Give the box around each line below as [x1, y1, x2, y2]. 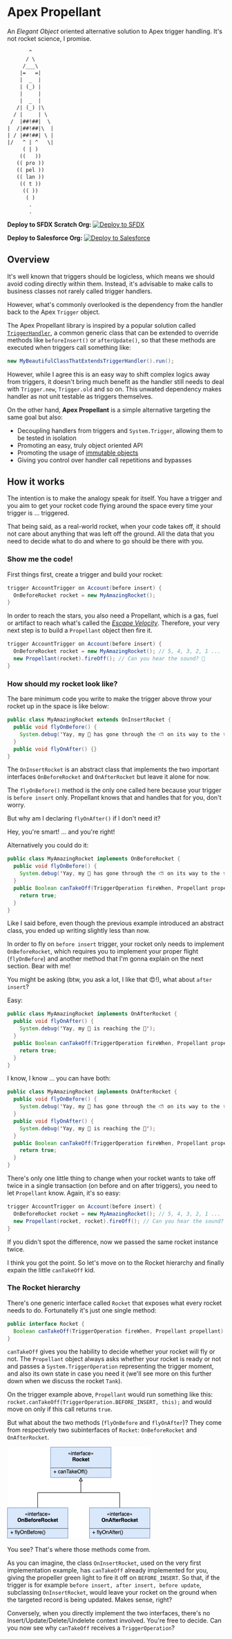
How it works [7, 476, 65, 488]
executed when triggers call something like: [7, 343, 131, 351]
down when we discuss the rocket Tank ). [7, 1377, 123, 1385]
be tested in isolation [17, 434, 77, 442]
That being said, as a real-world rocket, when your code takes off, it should [7, 523, 221, 531]
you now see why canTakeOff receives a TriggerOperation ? [7, 1624, 175, 1632]
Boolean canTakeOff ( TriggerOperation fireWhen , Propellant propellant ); [13, 1328, 227, 1335]
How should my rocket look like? [7, 678, 118, 688]
